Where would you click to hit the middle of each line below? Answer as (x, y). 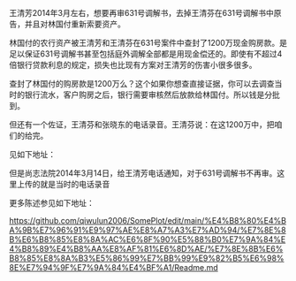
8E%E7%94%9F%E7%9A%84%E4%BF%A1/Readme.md (114, 267)
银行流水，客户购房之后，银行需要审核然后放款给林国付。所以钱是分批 (152, 95)
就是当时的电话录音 (75, 184)
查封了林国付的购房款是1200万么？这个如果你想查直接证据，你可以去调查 (142, 84)
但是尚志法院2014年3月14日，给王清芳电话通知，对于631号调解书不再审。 (143, 173)
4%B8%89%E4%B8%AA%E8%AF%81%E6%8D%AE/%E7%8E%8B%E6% (146, 249)
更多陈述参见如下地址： (52, 203)
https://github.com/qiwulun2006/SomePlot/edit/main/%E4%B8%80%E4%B (148, 220)
